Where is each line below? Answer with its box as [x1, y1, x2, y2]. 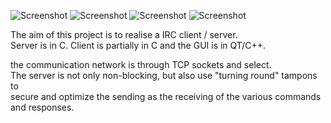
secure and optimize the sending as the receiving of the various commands [10, 91, 322, 102]
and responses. [10, 101, 75, 113]
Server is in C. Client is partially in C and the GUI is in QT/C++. [10, 40, 267, 51]
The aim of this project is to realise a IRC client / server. [10, 29, 238, 40]
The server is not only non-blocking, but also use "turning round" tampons [10, 70, 318, 81]
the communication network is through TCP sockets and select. [10, 59, 272, 70]
